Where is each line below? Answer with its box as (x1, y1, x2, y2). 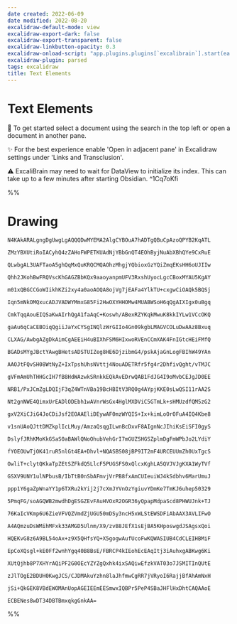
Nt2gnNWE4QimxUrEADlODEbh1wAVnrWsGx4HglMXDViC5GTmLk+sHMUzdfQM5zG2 (7, 399, 211, 406)
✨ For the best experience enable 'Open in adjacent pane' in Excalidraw (7, 145, 218, 154)
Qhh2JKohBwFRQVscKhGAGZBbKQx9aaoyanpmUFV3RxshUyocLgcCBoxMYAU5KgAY (7, 274, 211, 281)
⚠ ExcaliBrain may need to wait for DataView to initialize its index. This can (7, 167, 227, 176)
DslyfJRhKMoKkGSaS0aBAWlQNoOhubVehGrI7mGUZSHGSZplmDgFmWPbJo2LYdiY (7, 436, 211, 443)
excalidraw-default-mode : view (7, 23, 100, 31)
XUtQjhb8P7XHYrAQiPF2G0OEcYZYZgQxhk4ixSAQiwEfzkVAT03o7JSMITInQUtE (7, 560, 211, 567)
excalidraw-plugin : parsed (7, 57, 87, 64)
